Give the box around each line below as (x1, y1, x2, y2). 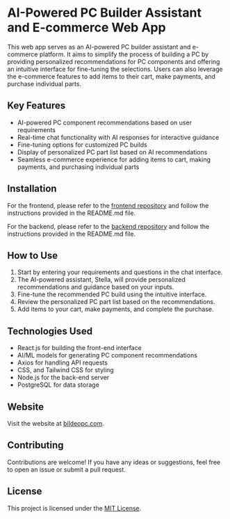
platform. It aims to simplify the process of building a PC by (39, 50, 209, 58)
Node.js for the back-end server (17, 374, 110, 382)
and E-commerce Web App (7, 19, 166, 35)
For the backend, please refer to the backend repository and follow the (7, 222, 210, 230)
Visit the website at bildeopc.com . (7, 420, 104, 427)
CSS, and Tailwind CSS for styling (17, 366, 115, 374)
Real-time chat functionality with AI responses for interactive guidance (17, 133, 220, 141)
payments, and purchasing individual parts (17, 162, 140, 171)
